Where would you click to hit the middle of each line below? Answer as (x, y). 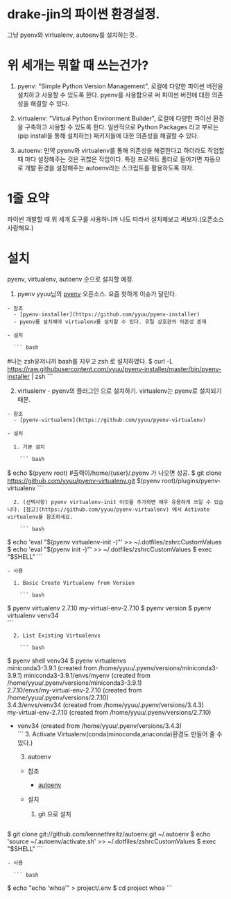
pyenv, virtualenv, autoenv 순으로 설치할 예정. (70, 279)
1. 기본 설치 (29, 447)
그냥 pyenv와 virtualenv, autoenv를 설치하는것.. (73, 35)
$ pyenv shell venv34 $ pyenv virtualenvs (67, 661)
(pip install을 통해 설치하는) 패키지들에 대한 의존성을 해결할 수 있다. (108, 136)
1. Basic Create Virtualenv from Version (74, 583)
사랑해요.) (20, 227)
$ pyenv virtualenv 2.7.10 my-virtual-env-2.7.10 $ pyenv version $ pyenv (109, 608)
